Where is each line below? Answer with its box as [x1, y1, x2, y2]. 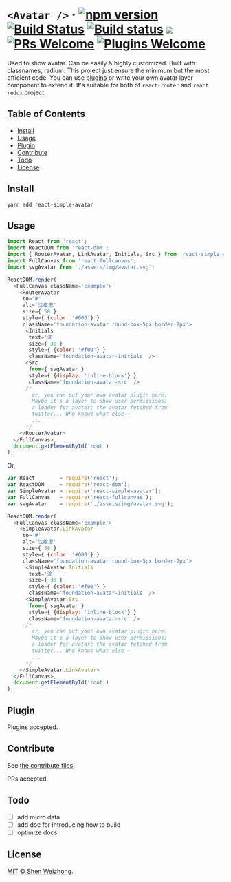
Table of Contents [7, 108, 86, 120]
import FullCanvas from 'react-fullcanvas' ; [7, 258, 137, 264]
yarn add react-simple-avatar [7, 201, 94, 208]
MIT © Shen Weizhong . [7, 867, 74, 875]
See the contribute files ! [7, 761, 76, 769]
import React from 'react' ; [7, 238, 88, 245]
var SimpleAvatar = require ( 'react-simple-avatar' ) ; [7, 487, 162, 494]
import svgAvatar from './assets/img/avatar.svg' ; [7, 264, 155, 271]
